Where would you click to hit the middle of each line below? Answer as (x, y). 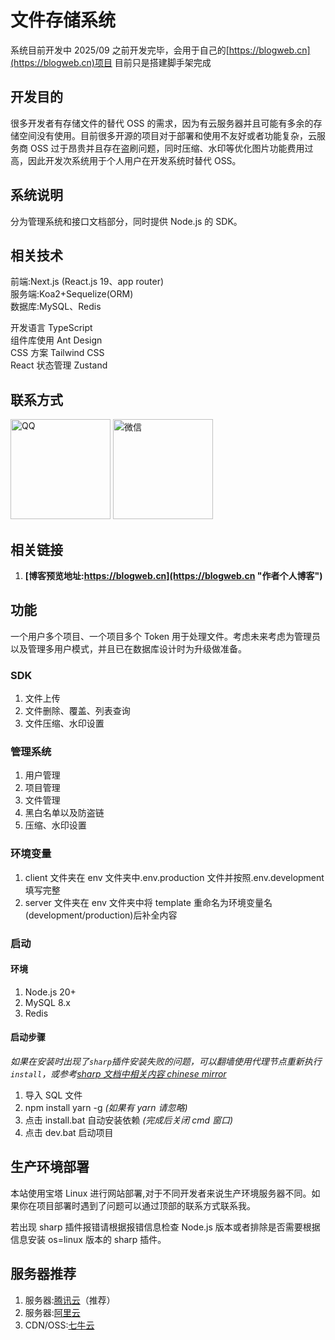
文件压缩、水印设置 (64, 723)
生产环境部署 (50, 1167)
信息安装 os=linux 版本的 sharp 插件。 (88, 1239)
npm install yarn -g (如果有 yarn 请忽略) (106, 1108)
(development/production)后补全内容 (101, 915)
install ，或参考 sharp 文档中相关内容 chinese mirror (118, 1074)
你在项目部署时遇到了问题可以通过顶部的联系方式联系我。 (137, 1205)
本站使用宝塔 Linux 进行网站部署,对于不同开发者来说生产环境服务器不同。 (161, 1193)
